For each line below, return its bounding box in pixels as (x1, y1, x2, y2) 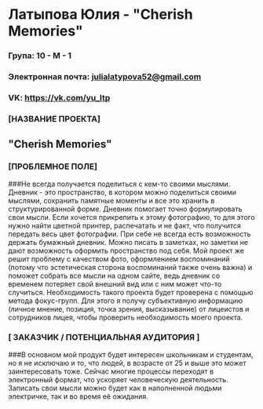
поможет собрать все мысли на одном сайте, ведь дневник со (8, 271, 221, 280)
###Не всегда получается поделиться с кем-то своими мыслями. (8, 179, 231, 188)
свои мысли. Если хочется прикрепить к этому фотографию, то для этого (8, 212, 255, 221)
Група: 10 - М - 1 (8, 50, 72, 61)
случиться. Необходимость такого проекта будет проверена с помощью (8, 287, 254, 297)
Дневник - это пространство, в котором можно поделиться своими (8, 187, 237, 197)
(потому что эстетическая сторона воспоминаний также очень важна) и (8, 262, 253, 272)
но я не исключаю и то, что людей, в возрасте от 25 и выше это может (8, 358, 247, 367)
